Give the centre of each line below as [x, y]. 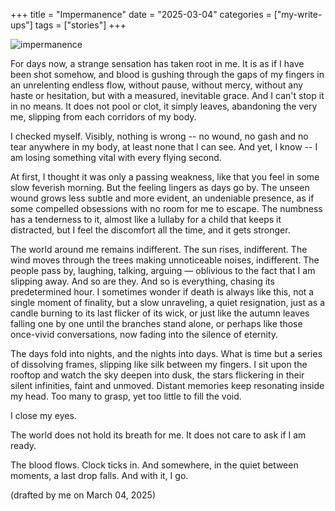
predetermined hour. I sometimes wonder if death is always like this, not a [162, 292]
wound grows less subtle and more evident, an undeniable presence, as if [162, 198]
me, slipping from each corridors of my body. [103, 117]
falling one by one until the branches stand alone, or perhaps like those [156, 323]
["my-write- [298, 14]
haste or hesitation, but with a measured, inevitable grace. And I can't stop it [167, 95]
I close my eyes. [43, 415]
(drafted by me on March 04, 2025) [83, 495]
